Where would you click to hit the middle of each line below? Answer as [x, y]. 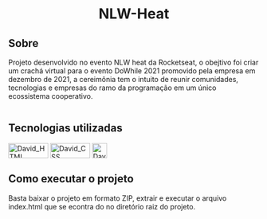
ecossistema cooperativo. [51, 96]
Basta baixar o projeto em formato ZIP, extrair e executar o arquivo [118, 198]
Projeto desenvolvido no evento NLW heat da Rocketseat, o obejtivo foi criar [133, 62]
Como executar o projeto [71, 179]
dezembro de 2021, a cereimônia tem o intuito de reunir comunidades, [124, 79]
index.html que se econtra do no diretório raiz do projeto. [102, 206]
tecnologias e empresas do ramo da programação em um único [112, 88]
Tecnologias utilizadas [65, 128]
